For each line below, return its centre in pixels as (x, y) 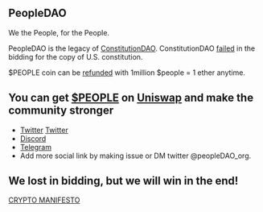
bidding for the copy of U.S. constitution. (76, 56)
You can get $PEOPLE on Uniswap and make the (131, 98)
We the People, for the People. (59, 32)
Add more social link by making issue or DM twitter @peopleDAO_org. (136, 156)
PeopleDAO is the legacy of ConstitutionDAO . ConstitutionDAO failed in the (132, 48)
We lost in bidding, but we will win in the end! (123, 181)
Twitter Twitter (44, 130)
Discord (33, 138)
